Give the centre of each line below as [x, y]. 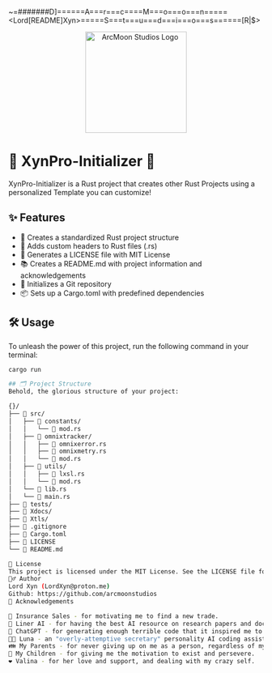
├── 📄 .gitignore [38, 527]
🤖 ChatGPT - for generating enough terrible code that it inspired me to [136, 631]
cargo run [25, 369]
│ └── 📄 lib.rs [38, 489]
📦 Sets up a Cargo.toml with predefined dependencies [112, 293]
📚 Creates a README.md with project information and [111, 263]
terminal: [23, 355]
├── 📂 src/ [27, 414]
